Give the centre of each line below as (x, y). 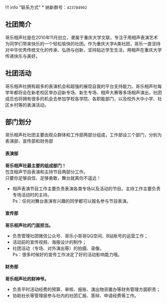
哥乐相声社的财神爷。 (27, 279)
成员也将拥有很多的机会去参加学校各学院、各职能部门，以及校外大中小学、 (81, 99)
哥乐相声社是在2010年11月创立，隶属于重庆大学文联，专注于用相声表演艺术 (82, 37)
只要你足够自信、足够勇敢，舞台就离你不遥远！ (53, 178)
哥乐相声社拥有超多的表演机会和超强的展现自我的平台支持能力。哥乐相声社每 (83, 86)
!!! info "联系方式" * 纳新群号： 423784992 (46, 7)
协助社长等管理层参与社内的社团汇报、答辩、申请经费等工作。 (76, 296)
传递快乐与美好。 (23, 56)
